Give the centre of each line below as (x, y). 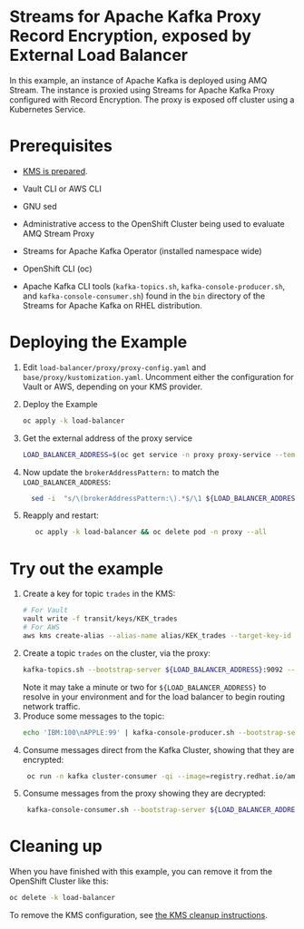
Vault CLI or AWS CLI (62, 189)
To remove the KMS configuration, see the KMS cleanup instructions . (138, 915)
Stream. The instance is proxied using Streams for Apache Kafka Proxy (142, 90)
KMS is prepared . (55, 171)
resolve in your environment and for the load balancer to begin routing (154, 697)
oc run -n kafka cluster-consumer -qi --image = (118, 776)
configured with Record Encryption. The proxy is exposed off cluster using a (152, 99)
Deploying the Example (98, 342)
